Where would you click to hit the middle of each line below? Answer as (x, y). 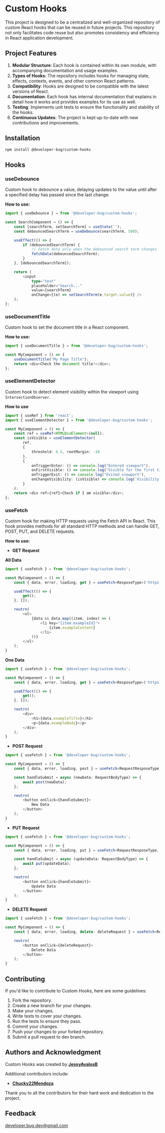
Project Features (31, 53)
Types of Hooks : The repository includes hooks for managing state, (81, 76)
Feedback (21, 1114)
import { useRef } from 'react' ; (39, 415)
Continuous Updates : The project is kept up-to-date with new (75, 117)
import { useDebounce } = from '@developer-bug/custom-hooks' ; (71, 214)
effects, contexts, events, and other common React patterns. (73, 81)
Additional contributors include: (37, 1073)
